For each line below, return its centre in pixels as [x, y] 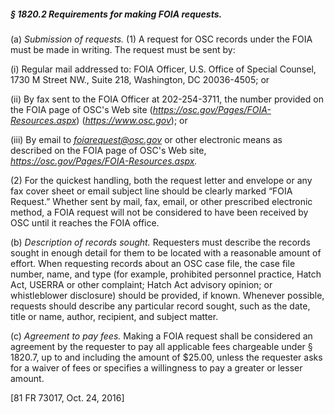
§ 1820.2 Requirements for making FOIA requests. [116, 14]
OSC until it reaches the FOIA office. [85, 222]
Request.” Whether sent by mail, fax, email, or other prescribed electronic [161, 201]
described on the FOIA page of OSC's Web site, [108, 150]
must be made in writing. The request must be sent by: [123, 49]
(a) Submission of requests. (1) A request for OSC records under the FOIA [161, 39]
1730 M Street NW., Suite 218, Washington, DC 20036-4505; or [140, 79]
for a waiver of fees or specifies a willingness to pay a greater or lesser [156, 367]
